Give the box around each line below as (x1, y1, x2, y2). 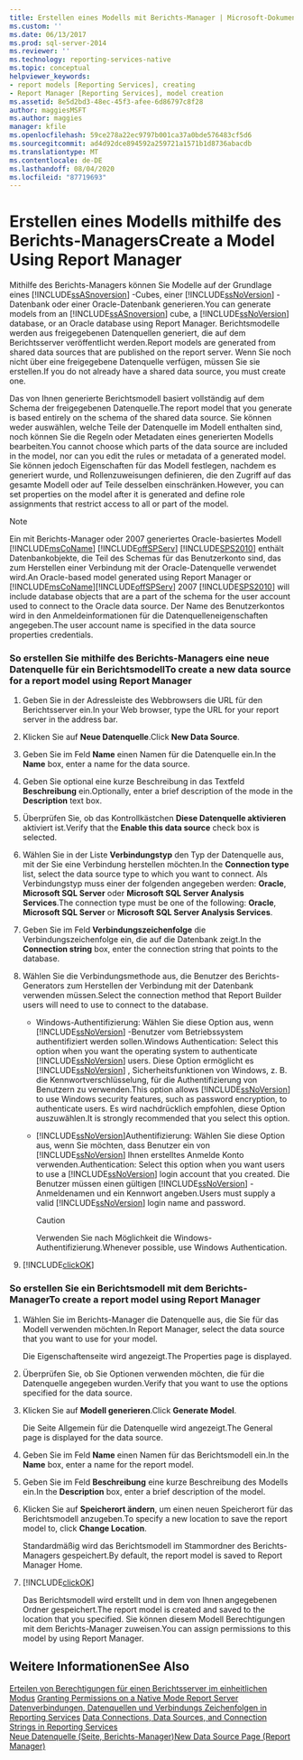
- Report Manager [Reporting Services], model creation (9, 88, 224, 97)
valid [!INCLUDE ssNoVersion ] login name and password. (35, 1198, 246, 1209)
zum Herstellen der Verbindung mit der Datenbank (66, 980, 254, 991)
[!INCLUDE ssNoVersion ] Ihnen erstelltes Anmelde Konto (35, 1150, 244, 1161)
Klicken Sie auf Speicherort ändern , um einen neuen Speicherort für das (22, 1504, 293, 1515)
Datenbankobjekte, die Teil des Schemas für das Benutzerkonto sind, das (9, 552, 281, 564)
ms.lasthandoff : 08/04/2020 (9, 164, 115, 173)
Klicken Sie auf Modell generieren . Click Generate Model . (22, 1404, 237, 1415)
